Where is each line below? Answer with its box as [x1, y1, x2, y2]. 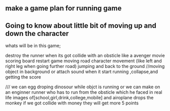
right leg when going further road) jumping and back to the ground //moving [5, 63, 165, 69]
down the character [5, 29, 69, 38]
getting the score [5, 74, 42, 80]
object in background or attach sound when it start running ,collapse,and [5, 68, 158, 75]
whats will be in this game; [5, 43, 61, 49]
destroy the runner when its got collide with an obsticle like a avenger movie [5, 53, 165, 59]
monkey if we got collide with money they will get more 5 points [5, 100, 139, 106]
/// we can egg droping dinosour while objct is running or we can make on [5, 84, 160, 90]
